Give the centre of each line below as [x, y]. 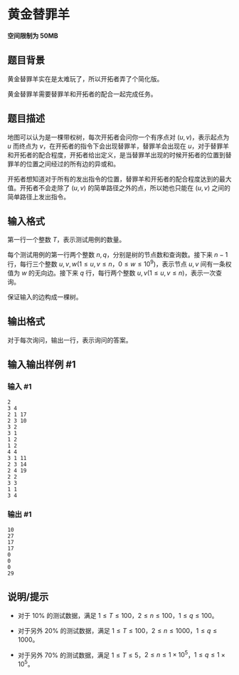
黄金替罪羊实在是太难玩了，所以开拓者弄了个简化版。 [85, 78]
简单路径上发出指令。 [38, 197]
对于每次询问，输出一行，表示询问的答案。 [70, 340]
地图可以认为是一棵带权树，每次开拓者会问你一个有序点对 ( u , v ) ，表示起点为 [118, 137]
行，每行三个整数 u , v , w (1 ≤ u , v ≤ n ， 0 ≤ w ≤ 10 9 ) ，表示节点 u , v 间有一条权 [119, 263]
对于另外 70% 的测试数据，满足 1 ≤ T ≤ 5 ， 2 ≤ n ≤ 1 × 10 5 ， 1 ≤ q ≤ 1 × [121, 654]
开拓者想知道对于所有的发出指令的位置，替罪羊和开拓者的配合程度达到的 [113, 179]
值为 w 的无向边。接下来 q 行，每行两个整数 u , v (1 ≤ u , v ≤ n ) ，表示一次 [112, 273]
